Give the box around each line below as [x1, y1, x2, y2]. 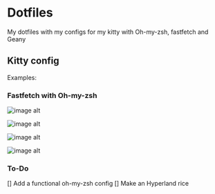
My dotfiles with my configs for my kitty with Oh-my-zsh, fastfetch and [7, 28, 209, 36]
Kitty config [7, 55, 59, 67]
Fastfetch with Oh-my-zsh [7, 90, 97, 100]
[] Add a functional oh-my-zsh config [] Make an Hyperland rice [7, 180, 189, 188]
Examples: [7, 73, 37, 81]
